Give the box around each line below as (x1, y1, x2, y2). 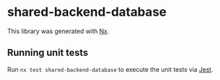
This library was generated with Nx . (7, 27, 109, 35)
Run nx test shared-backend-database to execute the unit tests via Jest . (7, 65, 214, 73)
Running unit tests (7, 47, 88, 59)
